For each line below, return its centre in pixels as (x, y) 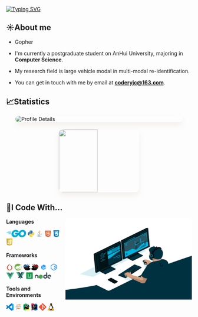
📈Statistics (28, 102)
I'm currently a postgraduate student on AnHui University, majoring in (99, 53)
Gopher (24, 42)
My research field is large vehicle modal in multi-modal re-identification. (102, 71)
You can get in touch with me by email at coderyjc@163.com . (90, 82)
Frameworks (22, 255)
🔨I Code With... (34, 207)
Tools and (19, 289)
